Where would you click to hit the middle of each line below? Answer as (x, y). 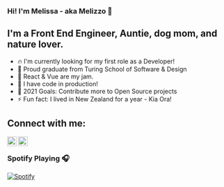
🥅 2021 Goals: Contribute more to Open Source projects (97, 91)
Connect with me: (47, 123)
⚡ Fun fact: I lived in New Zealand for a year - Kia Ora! (94, 99)
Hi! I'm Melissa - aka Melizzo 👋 (60, 11)
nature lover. (35, 44)
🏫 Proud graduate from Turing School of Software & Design (102, 69)
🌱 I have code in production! (58, 83)
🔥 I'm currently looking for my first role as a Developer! (96, 61)
